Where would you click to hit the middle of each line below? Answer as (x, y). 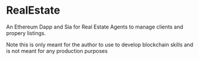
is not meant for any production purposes (57, 50)
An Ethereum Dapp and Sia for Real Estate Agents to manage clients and (95, 27)
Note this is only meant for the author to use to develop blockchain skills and (100, 45)
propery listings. (26, 33)
